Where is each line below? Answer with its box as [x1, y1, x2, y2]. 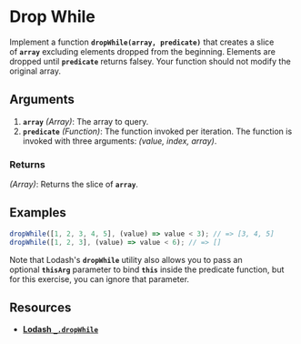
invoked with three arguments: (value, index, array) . [22, 135, 217, 147]
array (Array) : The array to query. [22, 116, 149, 126]
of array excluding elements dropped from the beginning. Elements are [9, 46, 276, 56]
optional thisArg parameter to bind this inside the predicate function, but [9, 264, 285, 275]
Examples [9, 205, 66, 220]
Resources [9, 300, 72, 315]
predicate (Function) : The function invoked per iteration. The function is [22, 126, 293, 137]
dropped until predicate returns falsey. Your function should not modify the [9, 56, 291, 66]
